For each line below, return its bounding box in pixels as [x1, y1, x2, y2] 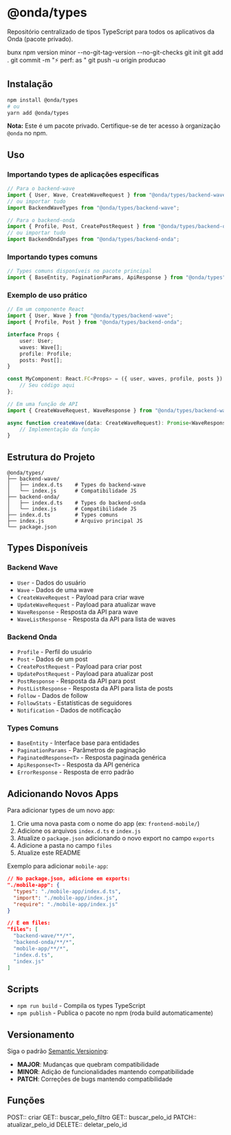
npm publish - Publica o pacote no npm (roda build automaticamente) [16, 1009, 214, 1018]
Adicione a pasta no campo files [16, 842, 112, 850]
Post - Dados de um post [16, 655, 88, 664]
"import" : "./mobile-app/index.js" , [13, 895, 118, 901]
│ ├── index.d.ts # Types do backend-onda [7, 499, 146, 506]
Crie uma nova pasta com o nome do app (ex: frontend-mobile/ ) [16, 820, 200, 828]
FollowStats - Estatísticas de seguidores [16, 699, 132, 707]
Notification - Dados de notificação [16, 706, 122, 715]
